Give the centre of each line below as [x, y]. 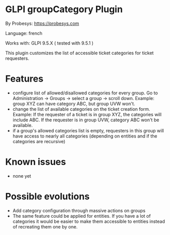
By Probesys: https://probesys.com [42, 23]
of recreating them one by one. [45, 226]
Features [24, 79]
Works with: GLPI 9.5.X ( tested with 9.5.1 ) [49, 43]
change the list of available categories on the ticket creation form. [81, 109]
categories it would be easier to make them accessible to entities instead [89, 221]
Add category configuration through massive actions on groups [79, 210]
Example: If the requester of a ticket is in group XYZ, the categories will [87, 114]
